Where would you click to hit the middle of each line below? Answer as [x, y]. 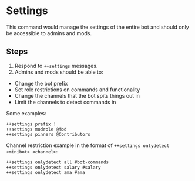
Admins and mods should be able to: [59, 72]
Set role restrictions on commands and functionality [77, 90]
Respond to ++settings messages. [56, 66]
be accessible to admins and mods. [49, 33]
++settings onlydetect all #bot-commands [58, 162]
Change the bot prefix [41, 83]
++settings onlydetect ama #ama [46, 172]
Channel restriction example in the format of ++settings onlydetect [88, 145]
